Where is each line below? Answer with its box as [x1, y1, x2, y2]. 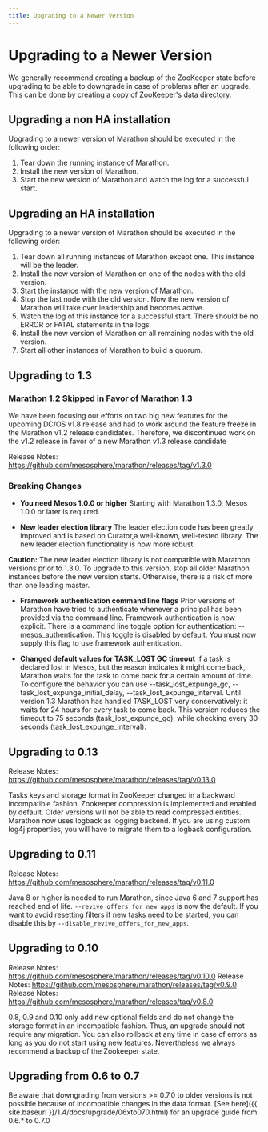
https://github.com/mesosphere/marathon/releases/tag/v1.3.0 [8, 460, 212, 470]
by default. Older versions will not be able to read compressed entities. [8, 807, 242, 817]
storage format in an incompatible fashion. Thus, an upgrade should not [8, 1021, 246, 1030]
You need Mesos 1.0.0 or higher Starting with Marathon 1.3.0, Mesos [19, 498, 248, 508]
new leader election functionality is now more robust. [19, 539, 196, 549]
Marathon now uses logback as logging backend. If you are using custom [8, 815, 250, 825]
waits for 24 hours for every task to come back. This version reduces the [19, 705, 261, 714]
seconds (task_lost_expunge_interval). [19, 722, 146, 732]
